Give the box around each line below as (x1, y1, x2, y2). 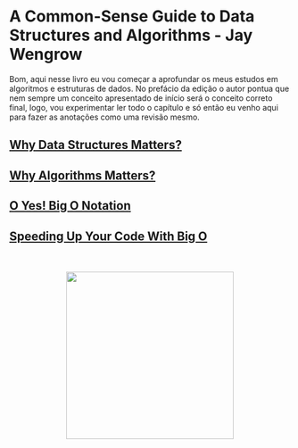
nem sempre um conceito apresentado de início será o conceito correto (9, 92, 273, 104)
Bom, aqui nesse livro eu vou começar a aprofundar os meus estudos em (9, 73, 278, 84)
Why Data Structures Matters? (9, 137, 183, 153)
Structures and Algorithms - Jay (9, 25, 253, 46)
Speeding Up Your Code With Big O (9, 228, 208, 244)
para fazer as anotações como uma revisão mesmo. (9, 112, 201, 122)
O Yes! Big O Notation (9, 198, 131, 213)
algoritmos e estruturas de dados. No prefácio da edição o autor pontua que (9, 83, 290, 94)
